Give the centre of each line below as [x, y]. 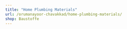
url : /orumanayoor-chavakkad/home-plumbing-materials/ [64, 14]
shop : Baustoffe [22, 19]
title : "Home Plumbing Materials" [41, 10]
